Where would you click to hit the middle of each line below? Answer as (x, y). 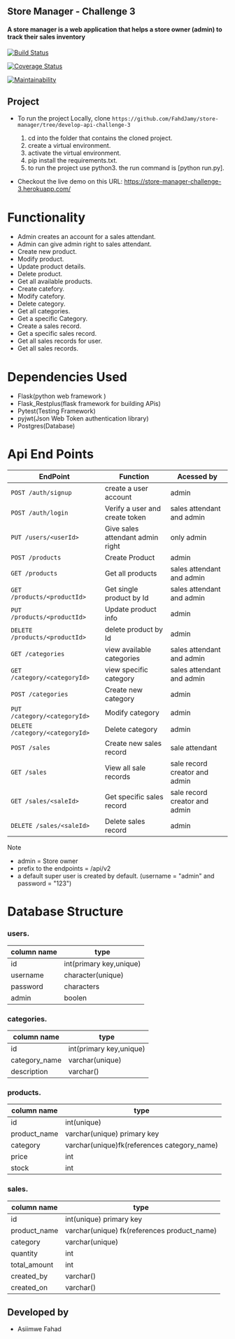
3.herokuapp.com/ (44, 189)
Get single (121, 590)
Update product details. (51, 266)
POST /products (36, 558)
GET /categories (38, 654)
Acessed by (198, 477)
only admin (188, 538)
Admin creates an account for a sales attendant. (86, 237)
